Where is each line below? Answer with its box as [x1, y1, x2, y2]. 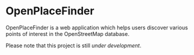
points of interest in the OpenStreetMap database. [5, 30, 130, 37]
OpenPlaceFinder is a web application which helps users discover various [5, 24, 189, 31]
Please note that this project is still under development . [5, 42, 142, 49]
